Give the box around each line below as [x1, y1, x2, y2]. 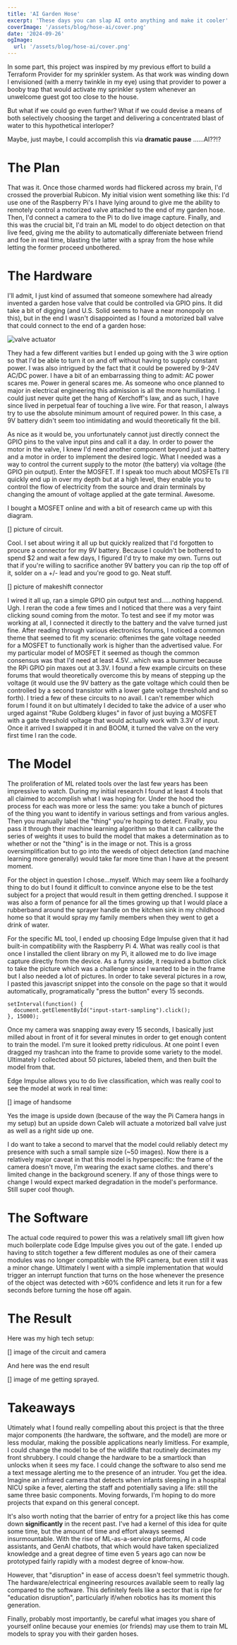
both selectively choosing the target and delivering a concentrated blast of [7, 114, 224, 122]
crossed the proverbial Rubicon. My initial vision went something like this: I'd [7, 190, 229, 199]
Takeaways [7, 1400, 75, 1415]
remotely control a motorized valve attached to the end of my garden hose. [7, 206, 226, 214]
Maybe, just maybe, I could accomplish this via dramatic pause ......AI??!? [7, 135, 221, 143]
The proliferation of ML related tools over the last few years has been [7, 779, 208, 788]
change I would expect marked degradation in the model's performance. [7, 1177, 218, 1186]
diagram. [7, 511, 33, 519]
